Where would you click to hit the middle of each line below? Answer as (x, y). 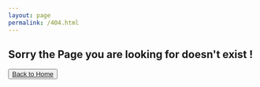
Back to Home (33, 74)
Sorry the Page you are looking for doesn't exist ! (131, 54)
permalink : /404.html (44, 23)
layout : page (30, 15)
